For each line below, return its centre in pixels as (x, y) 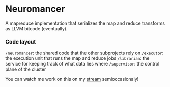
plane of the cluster (26, 69)
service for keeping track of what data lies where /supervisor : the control (82, 64)
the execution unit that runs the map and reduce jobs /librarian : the (77, 58)
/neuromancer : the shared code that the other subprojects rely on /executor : (84, 53)
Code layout (21, 41)
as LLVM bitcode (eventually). (36, 28)
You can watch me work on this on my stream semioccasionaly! (72, 79)
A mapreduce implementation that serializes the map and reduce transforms (85, 23)
